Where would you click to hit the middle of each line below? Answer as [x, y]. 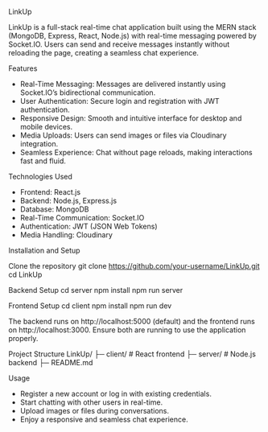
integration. [39, 144]
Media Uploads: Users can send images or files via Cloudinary [123, 135]
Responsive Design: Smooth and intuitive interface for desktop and [131, 118]
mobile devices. [46, 127]
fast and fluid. [43, 161]
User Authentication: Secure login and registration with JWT [120, 101]
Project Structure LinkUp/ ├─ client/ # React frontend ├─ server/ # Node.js [132, 354]
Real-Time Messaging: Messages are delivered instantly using [123, 84]
